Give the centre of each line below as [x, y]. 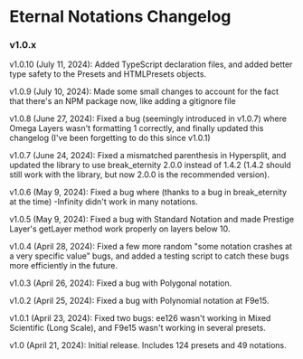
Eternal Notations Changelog [120, 17]
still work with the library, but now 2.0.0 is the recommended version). [139, 175]
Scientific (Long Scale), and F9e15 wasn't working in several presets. [138, 328]
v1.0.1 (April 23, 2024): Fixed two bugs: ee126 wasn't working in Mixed [140, 318]
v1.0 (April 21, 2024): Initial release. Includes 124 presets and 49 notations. [148, 345]
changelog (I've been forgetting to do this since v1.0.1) [110, 138]
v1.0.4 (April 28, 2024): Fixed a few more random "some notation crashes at [151, 247]
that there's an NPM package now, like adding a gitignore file [123, 101]
